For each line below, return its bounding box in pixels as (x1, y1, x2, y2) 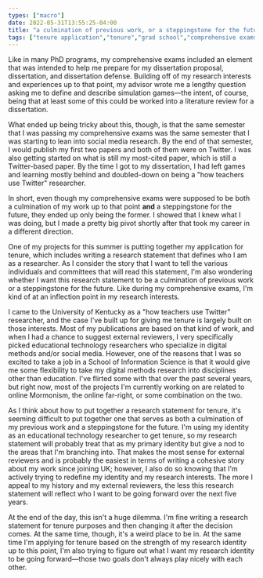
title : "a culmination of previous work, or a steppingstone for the (8, 26, 240, 34)
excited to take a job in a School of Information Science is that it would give (8, 358, 250, 367)
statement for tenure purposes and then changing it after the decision (8, 521, 233, 530)
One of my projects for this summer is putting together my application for (8, 242, 244, 252)
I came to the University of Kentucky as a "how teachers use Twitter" (8, 307, 231, 317)
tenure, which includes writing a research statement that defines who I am (8, 250, 247, 260)
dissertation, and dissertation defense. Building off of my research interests (8, 71, 252, 81)
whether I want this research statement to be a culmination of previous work (8, 275, 254, 285)
